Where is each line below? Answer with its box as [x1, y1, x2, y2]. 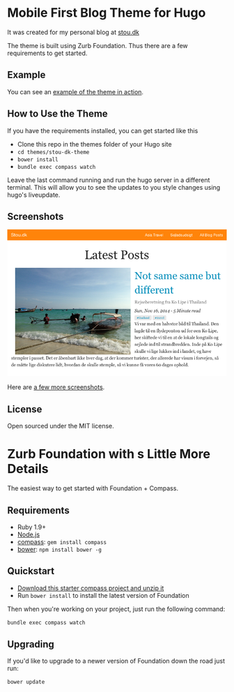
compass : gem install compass [17, 537, 107, 546]
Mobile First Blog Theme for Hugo [7, 5, 206, 21]
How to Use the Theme [7, 108, 108, 120]
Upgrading [7, 638, 54, 650]
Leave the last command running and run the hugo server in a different [7, 176, 210, 184]
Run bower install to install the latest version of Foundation [17, 591, 189, 599]
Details [7, 461, 49, 477]
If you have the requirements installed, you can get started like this [7, 126, 198, 135]
